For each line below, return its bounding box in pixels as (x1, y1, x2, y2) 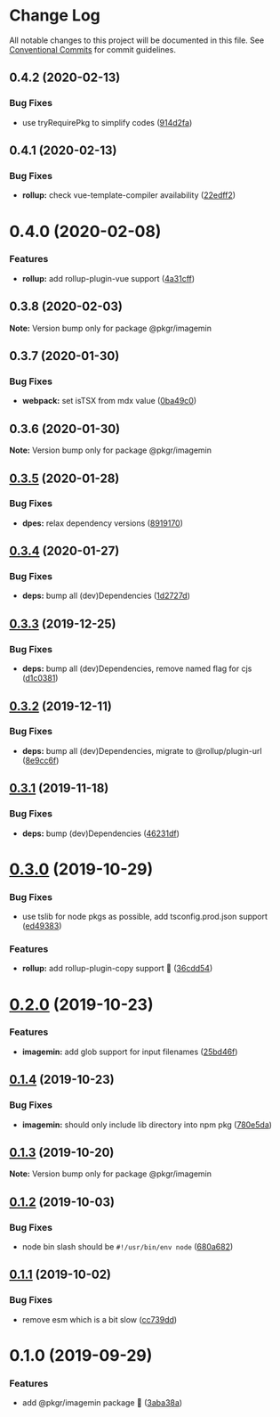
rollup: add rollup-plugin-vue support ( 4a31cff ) (21, 273, 196, 283)
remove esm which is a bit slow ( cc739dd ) (21, 1314, 178, 1324)
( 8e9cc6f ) (21, 755, 60, 766)
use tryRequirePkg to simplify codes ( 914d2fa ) (21, 117, 193, 127)
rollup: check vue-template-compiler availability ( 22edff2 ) (21, 190, 236, 201)
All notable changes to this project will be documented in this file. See (9, 35, 265, 45)
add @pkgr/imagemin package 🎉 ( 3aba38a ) (21, 1397, 183, 1408)
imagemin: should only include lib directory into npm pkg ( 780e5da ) (21, 1119, 273, 1130)
